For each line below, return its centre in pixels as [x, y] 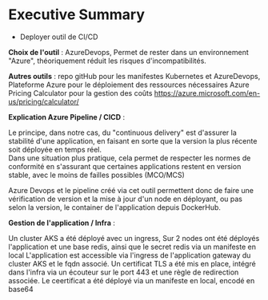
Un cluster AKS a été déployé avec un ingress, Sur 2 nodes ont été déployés [134, 238]
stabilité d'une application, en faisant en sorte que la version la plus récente [133, 140]
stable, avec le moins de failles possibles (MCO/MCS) [97, 175]
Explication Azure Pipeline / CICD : [67, 116]
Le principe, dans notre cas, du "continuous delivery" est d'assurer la [123, 132]
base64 [21, 289]
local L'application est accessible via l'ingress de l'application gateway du [130, 255]
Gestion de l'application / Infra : [62, 223]
